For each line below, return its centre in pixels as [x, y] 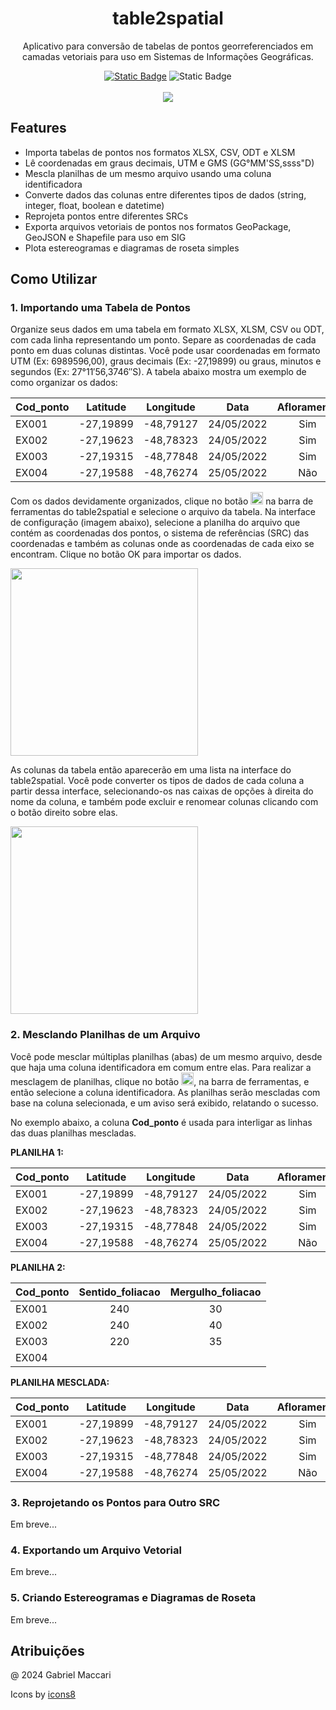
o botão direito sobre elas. [64, 813]
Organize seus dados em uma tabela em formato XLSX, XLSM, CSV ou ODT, [167, 329]
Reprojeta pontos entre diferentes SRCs [106, 216]
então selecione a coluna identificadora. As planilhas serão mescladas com [165, 1092]
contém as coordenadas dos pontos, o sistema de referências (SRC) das [160, 533]
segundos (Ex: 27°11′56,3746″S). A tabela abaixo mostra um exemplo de [158, 372]
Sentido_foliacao [119, 1292]
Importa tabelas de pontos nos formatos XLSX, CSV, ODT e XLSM [160, 152]
